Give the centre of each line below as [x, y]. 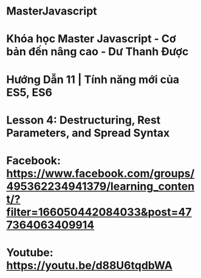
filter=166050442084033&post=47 [99, 212]
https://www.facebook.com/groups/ [101, 173]
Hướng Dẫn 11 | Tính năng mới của [93, 79]
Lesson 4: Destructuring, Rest [83, 120]
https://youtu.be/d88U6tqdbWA [90, 266]
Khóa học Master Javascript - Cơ [91, 39]
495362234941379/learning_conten [101, 186]
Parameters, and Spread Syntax [88, 133]
